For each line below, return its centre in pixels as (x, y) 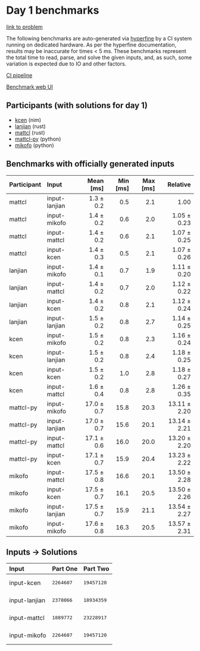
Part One (65, 569)
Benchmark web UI (30, 86)
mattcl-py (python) (38, 139)
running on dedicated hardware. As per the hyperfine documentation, (91, 45)
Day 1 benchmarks (53, 10)
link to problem (24, 27)
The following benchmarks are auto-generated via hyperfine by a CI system (99, 38)
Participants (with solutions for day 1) (77, 106)
